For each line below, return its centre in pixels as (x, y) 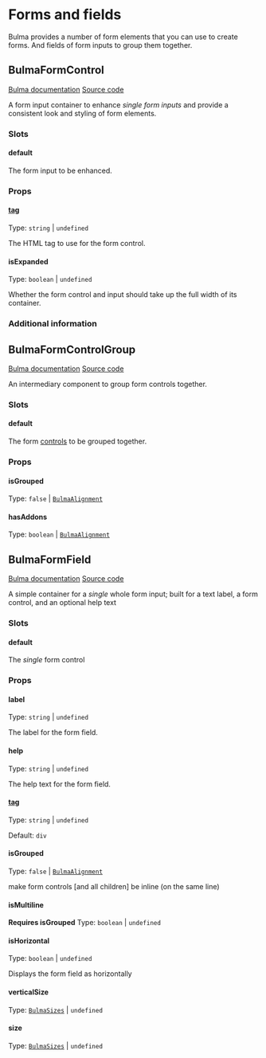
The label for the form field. (53, 732)
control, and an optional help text (63, 603)
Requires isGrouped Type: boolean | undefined (85, 923)
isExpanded (29, 261)
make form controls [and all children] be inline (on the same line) (114, 887)
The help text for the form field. (60, 784)
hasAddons (28, 517)
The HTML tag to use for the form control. (77, 243)
